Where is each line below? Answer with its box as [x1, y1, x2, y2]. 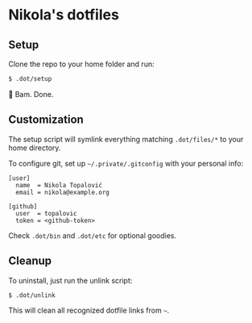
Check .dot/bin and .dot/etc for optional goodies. [8, 230, 177, 240]
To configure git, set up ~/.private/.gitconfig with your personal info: [8, 158, 244, 168]
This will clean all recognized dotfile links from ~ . [8, 305, 170, 316]
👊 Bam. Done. [8, 89, 54, 99]
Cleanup [8, 254, 52, 268]
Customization [8, 113, 85, 127]
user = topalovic [15, 209, 78, 217]
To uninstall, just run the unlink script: [8, 275, 133, 285]
